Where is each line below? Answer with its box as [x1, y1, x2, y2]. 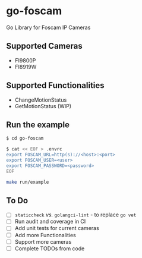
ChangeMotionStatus [14, 96, 67, 103]
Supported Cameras [6, 41, 83, 51]
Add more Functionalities [14, 231, 76, 238]
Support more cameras [14, 238, 72, 245]
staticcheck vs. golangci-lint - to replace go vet [14, 211, 137, 218]
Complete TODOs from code [14, 245, 85, 252]
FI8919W [14, 63, 37, 70]
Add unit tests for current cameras [14, 225, 99, 232]
